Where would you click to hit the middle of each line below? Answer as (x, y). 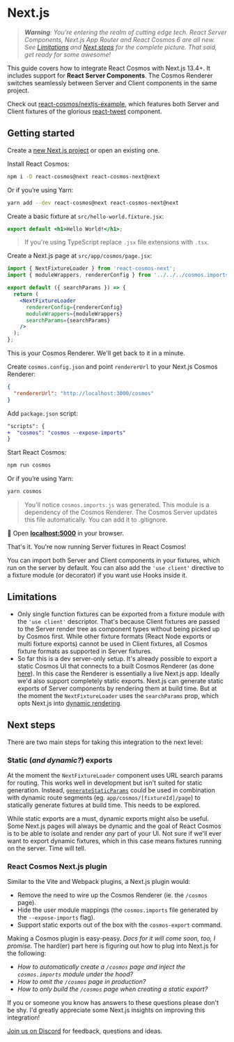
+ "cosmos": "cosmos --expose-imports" (67, 433)
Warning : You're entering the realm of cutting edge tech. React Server (125, 32)
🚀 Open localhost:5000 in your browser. (65, 533)
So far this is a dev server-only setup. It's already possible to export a (117, 658)
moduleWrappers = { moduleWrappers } (74, 314)
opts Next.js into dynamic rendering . (69, 703)
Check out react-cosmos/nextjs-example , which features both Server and (113, 104)
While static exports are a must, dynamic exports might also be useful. (108, 818)
